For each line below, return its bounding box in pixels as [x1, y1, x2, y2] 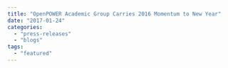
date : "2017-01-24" [7, 17, 66, 24]
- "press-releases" [14, 30, 72, 38]
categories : [7, 23, 43, 30]
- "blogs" [14, 37, 43, 44]
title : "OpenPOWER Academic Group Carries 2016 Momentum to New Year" [7, 10, 222, 18]
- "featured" [14, 50, 53, 57]
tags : [7, 43, 24, 50]
